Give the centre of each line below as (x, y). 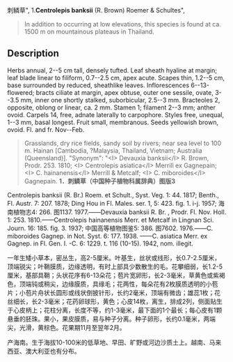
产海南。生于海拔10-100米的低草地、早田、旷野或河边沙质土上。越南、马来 (114, 342)
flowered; (21, 92)
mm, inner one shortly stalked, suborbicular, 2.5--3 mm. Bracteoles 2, (120, 100)
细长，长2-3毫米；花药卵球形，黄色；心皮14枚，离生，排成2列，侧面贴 (115, 301)
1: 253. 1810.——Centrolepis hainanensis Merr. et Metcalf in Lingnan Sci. (111, 220)
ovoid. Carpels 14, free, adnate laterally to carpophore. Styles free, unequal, (116, 114)
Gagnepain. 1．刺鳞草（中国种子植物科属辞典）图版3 (100, 181)
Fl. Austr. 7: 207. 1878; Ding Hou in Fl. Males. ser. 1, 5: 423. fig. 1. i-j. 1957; (112, 203)
